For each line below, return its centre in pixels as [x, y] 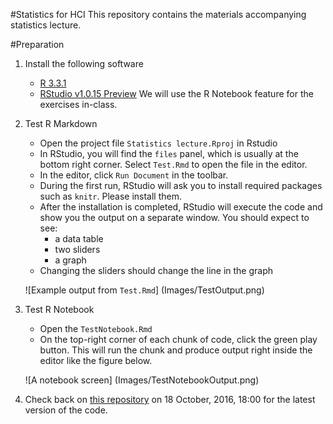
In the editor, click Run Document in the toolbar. [134, 175]
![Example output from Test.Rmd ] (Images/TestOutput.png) [144, 290]
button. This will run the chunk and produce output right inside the [176, 350]
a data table [79, 238]
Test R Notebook [59, 309]
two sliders [77, 249]
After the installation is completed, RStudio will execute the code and [181, 207]
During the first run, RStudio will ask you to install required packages [181, 185]
